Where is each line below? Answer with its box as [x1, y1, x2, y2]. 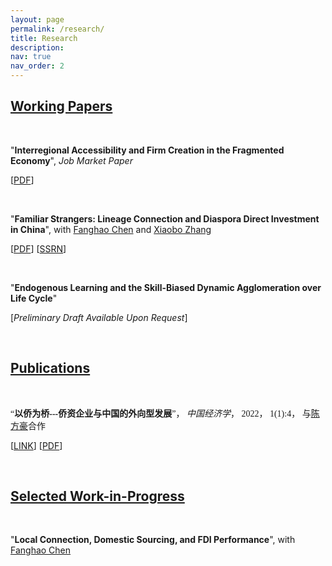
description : [10, 42, 65, 53]
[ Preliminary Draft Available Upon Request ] [10, 311, 188, 323]
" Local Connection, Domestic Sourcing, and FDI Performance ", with [10, 534, 296, 546]
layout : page [10, 14, 65, 25]
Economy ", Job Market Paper [10, 154, 133, 166]
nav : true [10, 52, 52, 62]
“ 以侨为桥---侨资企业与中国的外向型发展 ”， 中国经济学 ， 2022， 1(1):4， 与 [10, 408, 312, 419]
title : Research [10, 33, 78, 43]
